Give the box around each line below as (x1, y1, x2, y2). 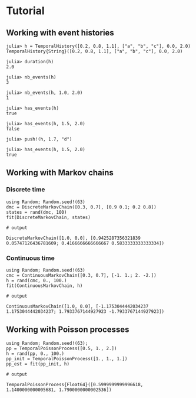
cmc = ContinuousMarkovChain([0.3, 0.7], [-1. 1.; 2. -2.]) (6, 272, 157, 278)
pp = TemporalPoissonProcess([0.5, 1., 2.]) (6, 345, 117, 351)
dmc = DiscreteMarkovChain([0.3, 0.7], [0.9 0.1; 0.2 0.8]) (6, 204, 157, 210)
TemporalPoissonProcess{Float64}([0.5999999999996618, (6, 381, 144, 387)
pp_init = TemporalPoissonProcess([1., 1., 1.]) (6, 355, 128, 361)
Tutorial (6, 4, 45, 18)
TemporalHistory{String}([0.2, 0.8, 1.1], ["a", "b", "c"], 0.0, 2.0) (6, 48, 183, 54)
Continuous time (6, 254, 55, 262)
